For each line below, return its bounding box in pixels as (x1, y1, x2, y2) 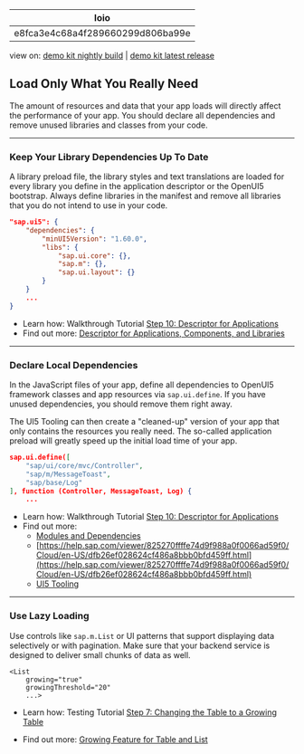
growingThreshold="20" (25, 682, 111, 692)
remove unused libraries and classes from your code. (9, 119, 208, 130)
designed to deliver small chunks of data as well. (9, 649, 192, 660)
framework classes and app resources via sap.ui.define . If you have (9, 389, 266, 400)
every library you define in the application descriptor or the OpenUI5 (9, 181, 264, 192)
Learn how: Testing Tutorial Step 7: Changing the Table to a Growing (22, 706, 278, 718)
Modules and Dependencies (35, 530, 142, 541)
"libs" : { (42, 243, 79, 252)
